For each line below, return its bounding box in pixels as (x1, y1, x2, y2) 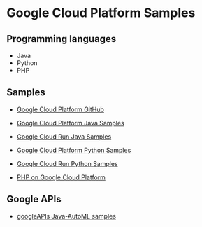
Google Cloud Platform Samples (6, 5, 196, 21)
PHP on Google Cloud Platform (16, 173, 106, 181)
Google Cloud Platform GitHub (16, 105, 104, 113)
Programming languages (6, 33, 117, 45)
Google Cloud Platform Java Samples (16, 118, 125, 127)
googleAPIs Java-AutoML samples (16, 212, 117, 220)
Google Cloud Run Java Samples (16, 132, 112, 141)
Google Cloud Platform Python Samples (16, 146, 131, 154)
